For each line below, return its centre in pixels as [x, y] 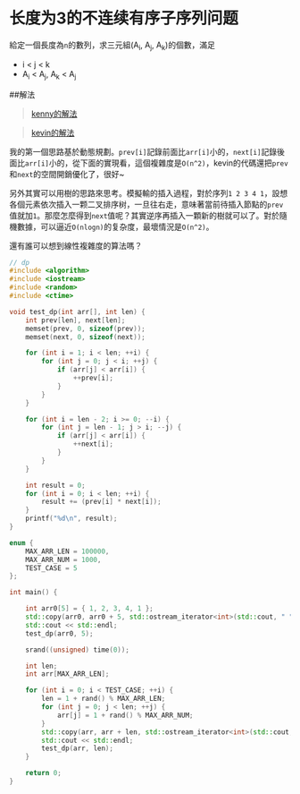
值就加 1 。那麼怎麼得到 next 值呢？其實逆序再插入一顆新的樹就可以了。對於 [144, 215]
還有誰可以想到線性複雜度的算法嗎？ [76, 245]
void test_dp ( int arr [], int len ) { [77, 312]
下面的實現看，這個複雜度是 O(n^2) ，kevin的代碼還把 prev [184, 163]
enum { [21, 542]
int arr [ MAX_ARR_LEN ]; [67, 674]
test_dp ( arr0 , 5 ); [59, 633]
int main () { [33, 593]
